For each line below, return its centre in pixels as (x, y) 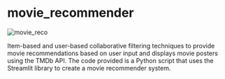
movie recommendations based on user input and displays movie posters (113, 53)
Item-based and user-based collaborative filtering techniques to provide (111, 45)
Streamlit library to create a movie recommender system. (89, 68)
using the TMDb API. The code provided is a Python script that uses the (110, 60)
